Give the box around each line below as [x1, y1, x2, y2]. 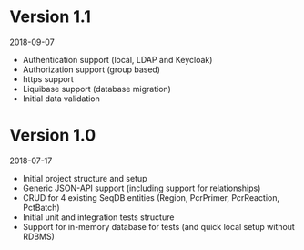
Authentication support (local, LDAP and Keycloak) [22, 54, 213, 65]
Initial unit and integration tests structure [22, 212, 175, 223]
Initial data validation [22, 93, 100, 104]
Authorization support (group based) [22, 64, 161, 75]
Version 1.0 [9, 125, 96, 146]
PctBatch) [22, 202, 61, 213]
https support [22, 73, 75, 84]
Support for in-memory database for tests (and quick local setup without [22, 221, 296, 232]
